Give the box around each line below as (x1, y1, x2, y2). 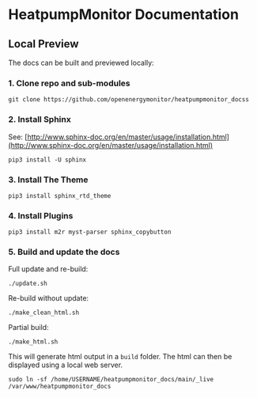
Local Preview (8, 37, 79, 51)
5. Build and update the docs (8, 247, 120, 258)
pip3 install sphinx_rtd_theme (8, 191, 111, 199)
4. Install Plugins (8, 210, 74, 221)
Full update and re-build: (8, 264, 89, 274)
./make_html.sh (8, 338, 59, 346)
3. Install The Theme (8, 174, 89, 185)
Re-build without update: (8, 294, 89, 303)
